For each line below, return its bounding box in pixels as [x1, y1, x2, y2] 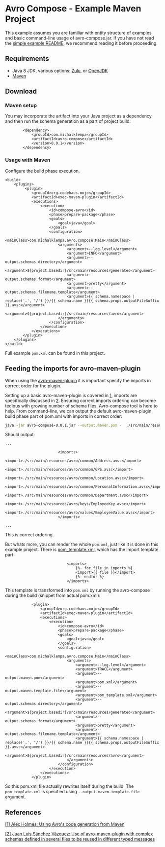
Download [5, 87, 37, 96]
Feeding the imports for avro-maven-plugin [5, 365, 141, 373]
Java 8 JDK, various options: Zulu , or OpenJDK [12, 68, 108, 74]
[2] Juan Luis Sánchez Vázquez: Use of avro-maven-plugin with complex [5, 831, 153, 837]
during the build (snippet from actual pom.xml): [5, 592, 101, 598]
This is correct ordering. [5, 532, 54, 538]
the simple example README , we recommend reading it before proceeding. [5, 40, 158, 46]
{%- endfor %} [75, 574, 105, 580]
